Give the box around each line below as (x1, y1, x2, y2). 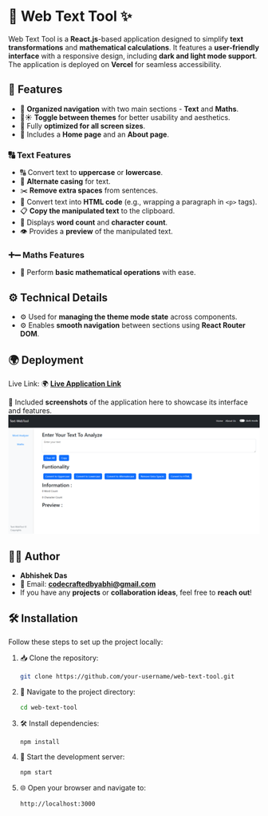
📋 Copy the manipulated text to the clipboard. (19, 206, 175, 216)
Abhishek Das (19, 571, 68, 580)
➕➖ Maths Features (8, 249, 85, 261)
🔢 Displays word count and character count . (19, 217, 168, 227)
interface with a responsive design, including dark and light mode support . (8, 51, 258, 61)
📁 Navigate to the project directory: (19, 687, 136, 696)
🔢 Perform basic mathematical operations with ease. (19, 268, 196, 277)
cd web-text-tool (19, 703, 78, 711)
